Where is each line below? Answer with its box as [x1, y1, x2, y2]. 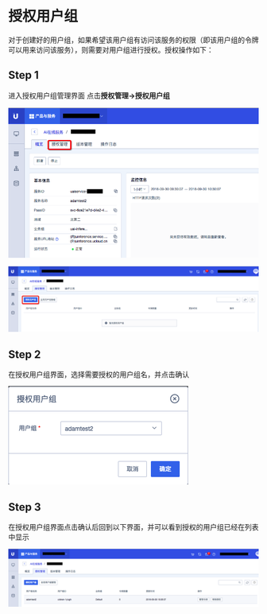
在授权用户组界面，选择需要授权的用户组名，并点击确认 [8, 370, 189, 379]
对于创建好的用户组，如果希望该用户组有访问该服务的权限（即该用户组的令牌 [8, 35, 259, 45]
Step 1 [8, 68, 40, 82]
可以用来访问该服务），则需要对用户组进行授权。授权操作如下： [8, 45, 214, 54]
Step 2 [8, 348, 41, 361]
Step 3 [8, 500, 41, 514]
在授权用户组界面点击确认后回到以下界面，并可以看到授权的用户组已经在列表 [8, 523, 259, 532]
